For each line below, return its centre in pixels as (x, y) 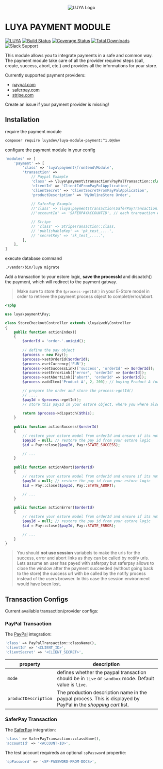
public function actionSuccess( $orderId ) (56, 427)
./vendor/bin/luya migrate (32, 267)
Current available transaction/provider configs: (52, 611)
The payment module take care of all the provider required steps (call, (75, 60)
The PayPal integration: (28, 634)
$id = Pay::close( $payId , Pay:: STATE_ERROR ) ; (69, 526)
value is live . (72, 684)
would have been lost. (39, 584)
